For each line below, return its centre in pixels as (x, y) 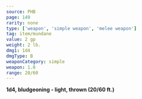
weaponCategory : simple (36, 61)
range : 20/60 (22, 73)
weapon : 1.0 (21, 67)
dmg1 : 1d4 (18, 51)
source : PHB (21, 12)
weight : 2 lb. (24, 45)
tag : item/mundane (29, 34)
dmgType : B (20, 56)
